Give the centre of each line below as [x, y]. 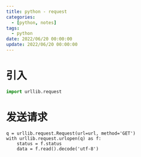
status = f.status [39, 143]
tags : [13, 28]
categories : [21, 17]
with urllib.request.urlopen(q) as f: [54, 138]
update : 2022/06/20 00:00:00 [42, 45]
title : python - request [37, 12]
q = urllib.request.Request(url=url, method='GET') [71, 133]
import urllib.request [34, 91]
